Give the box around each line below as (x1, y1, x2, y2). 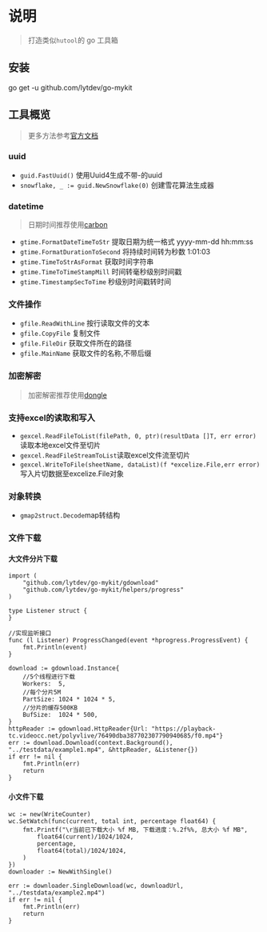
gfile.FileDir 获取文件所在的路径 (19, 338, 132, 348)
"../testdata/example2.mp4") (8, 889, 106, 897)
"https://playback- (151, 725, 217, 733)
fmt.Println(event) (22, 643, 88, 652)
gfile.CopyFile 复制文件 (19, 329, 101, 338)
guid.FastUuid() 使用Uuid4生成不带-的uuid (19, 170, 162, 180)
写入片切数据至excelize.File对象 (19, 469, 124, 478)
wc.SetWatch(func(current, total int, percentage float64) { (8, 817, 217, 825)
